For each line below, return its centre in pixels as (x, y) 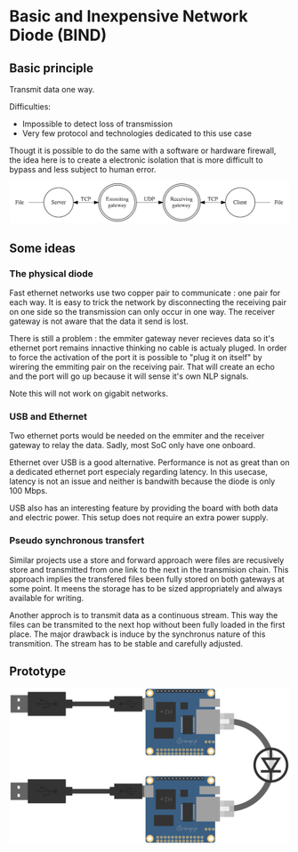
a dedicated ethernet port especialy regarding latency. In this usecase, (139, 472)
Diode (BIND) (58, 35)
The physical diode (51, 273)
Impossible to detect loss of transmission (97, 124)
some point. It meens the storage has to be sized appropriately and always (146, 588)
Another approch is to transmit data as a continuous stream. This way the (144, 615)
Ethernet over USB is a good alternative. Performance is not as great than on (149, 462)
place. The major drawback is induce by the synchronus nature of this (137, 634)
